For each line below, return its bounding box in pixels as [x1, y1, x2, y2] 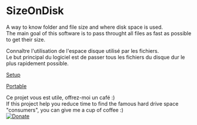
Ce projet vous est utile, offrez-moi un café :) [6, 94, 115, 101]
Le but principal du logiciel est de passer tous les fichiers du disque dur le [6, 53, 185, 60]
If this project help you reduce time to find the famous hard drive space [6, 100, 179, 107]
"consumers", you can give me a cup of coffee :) [6, 106, 123, 113]
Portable [6, 82, 27, 89]
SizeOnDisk [6, 4, 64, 18]
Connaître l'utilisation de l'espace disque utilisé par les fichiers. [6, 47, 159, 54]
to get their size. [6, 36, 46, 43]
